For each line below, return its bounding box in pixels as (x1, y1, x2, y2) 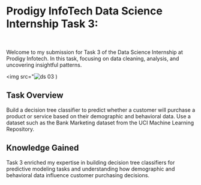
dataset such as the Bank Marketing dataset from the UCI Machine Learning (6, 119, 194, 126)
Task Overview (6, 90, 64, 100)
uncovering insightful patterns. (6, 61, 82, 68)
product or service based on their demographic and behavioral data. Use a (6, 112, 191, 120)
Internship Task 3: (6, 17, 98, 31)
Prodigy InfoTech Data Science (6, 4, 163, 18)
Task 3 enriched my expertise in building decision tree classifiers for (6, 159, 175, 166)
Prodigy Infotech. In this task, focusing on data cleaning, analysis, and (6, 55, 179, 62)
